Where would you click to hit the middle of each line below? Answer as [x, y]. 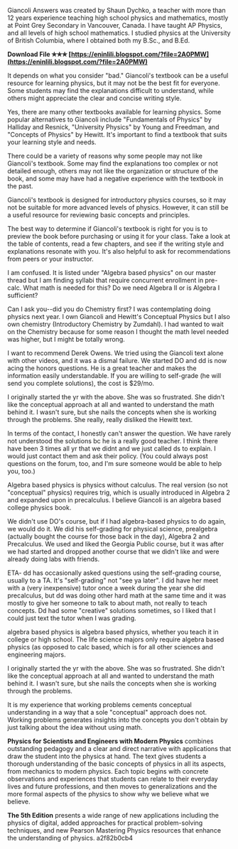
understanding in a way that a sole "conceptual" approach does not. [107, 712]
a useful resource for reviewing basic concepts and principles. [99, 215]
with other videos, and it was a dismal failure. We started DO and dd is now [117, 361]
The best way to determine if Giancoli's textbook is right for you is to [108, 229]
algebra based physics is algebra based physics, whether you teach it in [113, 632]
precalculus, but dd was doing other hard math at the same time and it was [117, 595]
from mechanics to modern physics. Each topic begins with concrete [108, 771]
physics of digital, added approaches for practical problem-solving [105, 823]
